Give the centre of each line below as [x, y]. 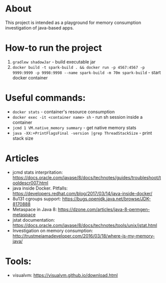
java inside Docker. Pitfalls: [40, 188]
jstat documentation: [33, 220]
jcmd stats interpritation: [37, 172]
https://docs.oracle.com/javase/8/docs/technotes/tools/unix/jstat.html [85, 225]
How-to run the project [53, 48]
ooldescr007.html [30, 183]
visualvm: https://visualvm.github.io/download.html [65, 275]
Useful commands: [45, 98]
